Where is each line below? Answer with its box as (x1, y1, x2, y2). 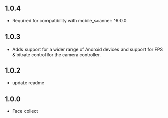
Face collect (12, 108, 38, 114)
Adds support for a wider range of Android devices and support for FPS (12, 46, 163, 52)
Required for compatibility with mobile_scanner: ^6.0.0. (12, 17, 128, 23)
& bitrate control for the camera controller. (12, 51, 101, 58)
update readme (12, 80, 44, 86)
